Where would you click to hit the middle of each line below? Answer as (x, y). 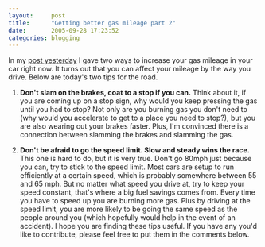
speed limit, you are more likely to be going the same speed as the (129, 209)
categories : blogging (44, 38)
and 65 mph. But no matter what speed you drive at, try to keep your (132, 184)
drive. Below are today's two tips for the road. (83, 77)
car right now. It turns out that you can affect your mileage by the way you (130, 69)
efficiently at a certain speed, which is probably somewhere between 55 (138, 176)
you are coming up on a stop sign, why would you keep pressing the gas (138, 101)
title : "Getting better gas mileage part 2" (92, 23)
